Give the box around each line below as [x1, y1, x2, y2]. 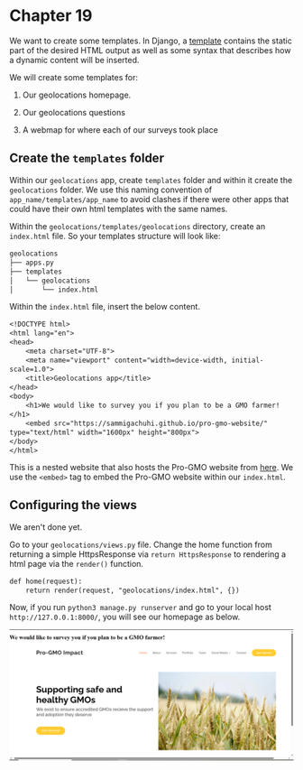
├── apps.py [9, 258, 54, 267]
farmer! [251, 401, 280, 410]
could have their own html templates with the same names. [9, 203, 228, 214]
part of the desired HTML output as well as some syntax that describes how [9, 44, 291, 55]
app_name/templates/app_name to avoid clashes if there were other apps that [9, 193, 289, 204]
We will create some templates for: [9, 71, 138, 82]
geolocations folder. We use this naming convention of [9, 184, 213, 195]
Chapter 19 [9, 5, 93, 26]
